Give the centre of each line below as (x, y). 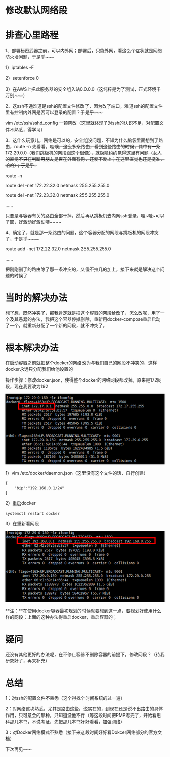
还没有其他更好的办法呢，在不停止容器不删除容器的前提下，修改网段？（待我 (85, 654)
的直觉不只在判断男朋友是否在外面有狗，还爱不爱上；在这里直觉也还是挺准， (85, 159)
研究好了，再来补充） (27, 660)
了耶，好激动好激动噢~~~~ (33, 222)
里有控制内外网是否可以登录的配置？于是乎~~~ (54, 112)
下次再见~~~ (18, 749)
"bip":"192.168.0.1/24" (39, 488)
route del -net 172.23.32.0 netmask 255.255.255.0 (57, 195)
